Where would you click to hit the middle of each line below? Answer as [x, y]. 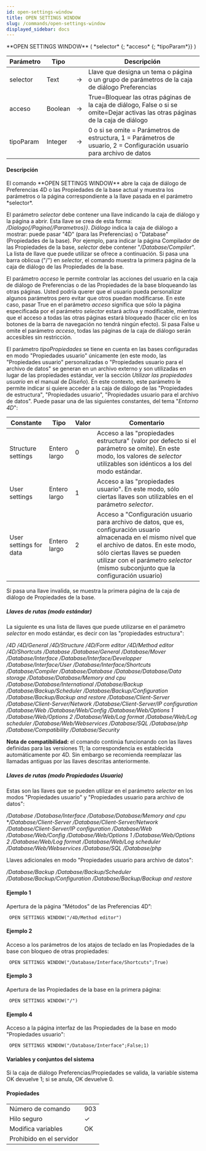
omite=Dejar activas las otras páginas [142, 113]
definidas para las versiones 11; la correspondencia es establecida [90, 748]
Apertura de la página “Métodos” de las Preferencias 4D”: [79, 906]
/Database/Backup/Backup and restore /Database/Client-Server [88, 697]
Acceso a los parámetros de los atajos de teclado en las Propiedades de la [101, 944]
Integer [57, 142]
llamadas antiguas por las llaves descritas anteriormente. [78, 761]
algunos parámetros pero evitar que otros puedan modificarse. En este [96, 298]
